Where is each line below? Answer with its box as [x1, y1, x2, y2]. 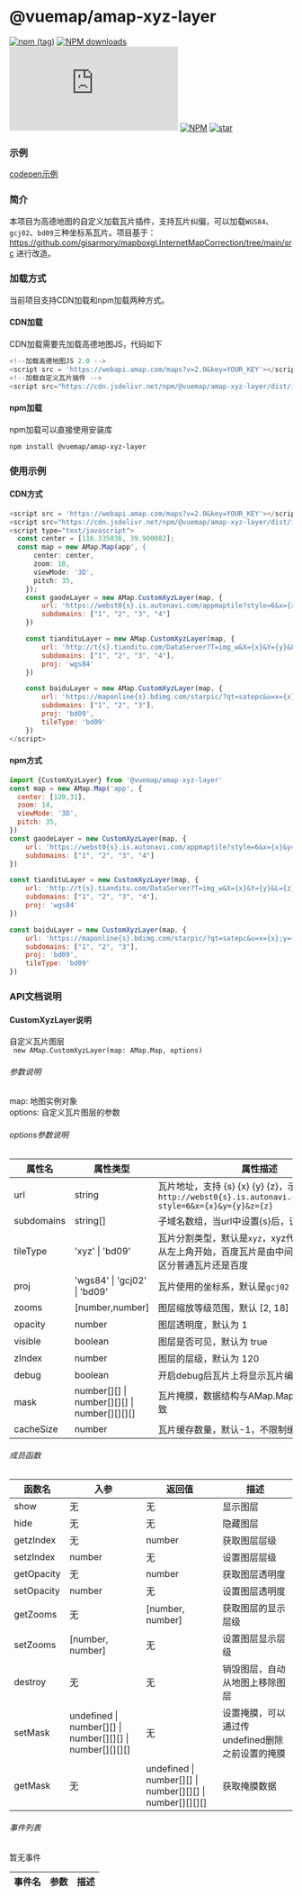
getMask [13, 1779, 51, 1791]
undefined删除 [222, 1733, 284, 1746]
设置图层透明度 [222, 1584, 286, 1597]
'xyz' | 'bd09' [74, 1244, 131, 1257]
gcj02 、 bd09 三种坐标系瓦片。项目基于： [9, 227, 156, 238]
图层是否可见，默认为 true [157, 1335, 268, 1348]
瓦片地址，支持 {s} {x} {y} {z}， [157, 1180, 289, 1192]
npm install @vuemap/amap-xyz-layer [9, 442, 147, 451]
